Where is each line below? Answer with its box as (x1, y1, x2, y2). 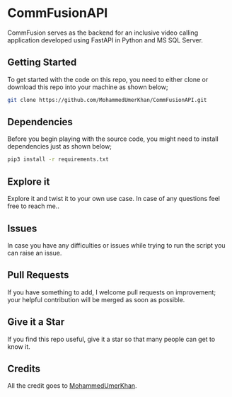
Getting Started (7, 57, 77, 69)
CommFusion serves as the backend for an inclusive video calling (7, 28, 199, 37)
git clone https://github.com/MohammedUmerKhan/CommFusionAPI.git (7, 96, 207, 103)
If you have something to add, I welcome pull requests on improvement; (7, 288, 216, 297)
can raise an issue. (7, 248, 62, 257)
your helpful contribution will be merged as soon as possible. (7, 295, 185, 304)
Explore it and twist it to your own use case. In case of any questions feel (7, 195, 221, 203)
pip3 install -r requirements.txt (7, 156, 110, 163)
